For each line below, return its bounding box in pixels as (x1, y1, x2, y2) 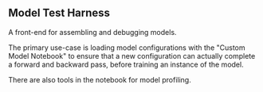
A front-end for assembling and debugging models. (8, 27, 177, 36)
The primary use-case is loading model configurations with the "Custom (8, 43, 245, 52)
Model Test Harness (8, 6, 110, 20)
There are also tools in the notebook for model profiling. (8, 75, 191, 84)
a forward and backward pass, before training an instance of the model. (8, 59, 245, 69)
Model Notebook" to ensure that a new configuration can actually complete (8, 51, 256, 60)
